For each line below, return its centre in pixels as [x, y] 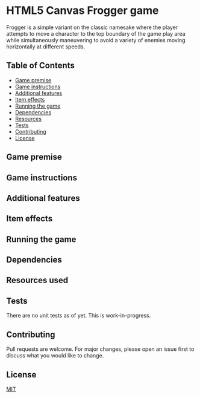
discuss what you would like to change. [55, 356]
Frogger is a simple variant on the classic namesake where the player [92, 27]
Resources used [37, 280]
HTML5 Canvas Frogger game [83, 11]
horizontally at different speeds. [46, 47]
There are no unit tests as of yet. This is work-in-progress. [79, 316]
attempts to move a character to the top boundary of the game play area [96, 33]
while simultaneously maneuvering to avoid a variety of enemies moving [96, 40]
